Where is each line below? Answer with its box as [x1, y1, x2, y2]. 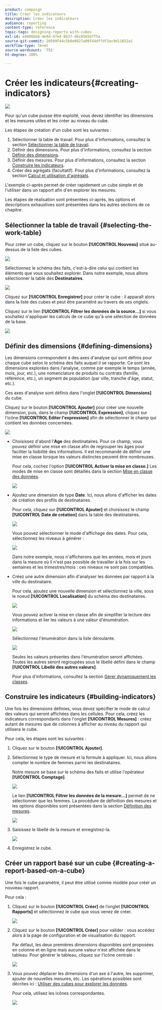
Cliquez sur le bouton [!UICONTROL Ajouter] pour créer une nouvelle [5, 404, 144, 410]
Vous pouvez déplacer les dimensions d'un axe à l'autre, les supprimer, [12, 970, 154, 976]
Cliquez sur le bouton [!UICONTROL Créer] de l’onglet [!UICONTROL [12, 903, 150, 909]
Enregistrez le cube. [12, 845, 52, 851]
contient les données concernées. [5, 420, 73, 426]
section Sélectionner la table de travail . [12, 142, 90, 148]
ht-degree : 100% [5, 52, 38, 57]
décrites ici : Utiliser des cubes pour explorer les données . [12, 980, 129, 987]
